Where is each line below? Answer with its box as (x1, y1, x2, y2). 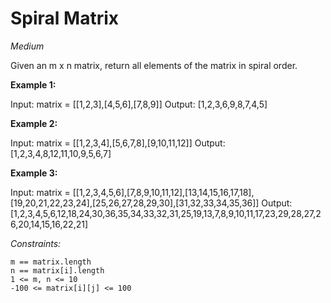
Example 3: (10, 167, 58, 179)
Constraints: (10, 237, 62, 249)
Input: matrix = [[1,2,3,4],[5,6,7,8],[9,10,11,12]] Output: (10, 137, 226, 149)
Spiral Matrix (10, 7, 120, 30)
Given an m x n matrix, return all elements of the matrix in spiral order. (10, 59, 298, 71)
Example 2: (10, 117, 58, 129)
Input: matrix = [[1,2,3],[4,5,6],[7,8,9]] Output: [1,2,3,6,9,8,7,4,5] (10, 98, 268, 110)
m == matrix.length (10, 257, 92, 267)
